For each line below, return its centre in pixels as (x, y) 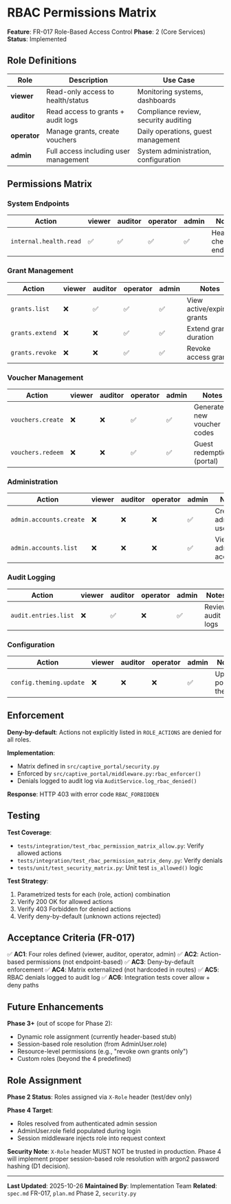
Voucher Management (45, 378)
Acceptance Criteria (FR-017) (71, 937)
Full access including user (88, 151)
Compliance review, (169, 111)
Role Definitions (42, 61)
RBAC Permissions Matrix (82, 13)
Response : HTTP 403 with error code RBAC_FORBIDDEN (83, 794)
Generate (209, 407)
